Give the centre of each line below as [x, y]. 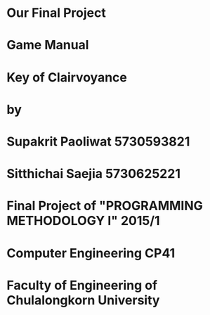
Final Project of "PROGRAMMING [105, 206]
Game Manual [48, 45]
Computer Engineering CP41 [91, 253]
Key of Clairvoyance [67, 77]
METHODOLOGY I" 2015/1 [83, 221]
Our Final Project [56, 13]
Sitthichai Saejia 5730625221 [93, 174]
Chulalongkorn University [83, 300]
